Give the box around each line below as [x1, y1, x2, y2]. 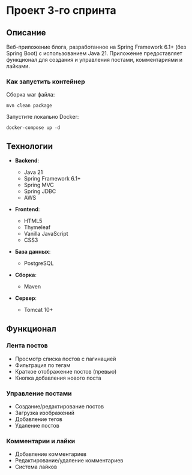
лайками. [6, 62, 30, 70]
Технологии [6, 141, 53, 151]
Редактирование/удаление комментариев [14, 457, 124, 464]
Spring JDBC [23, 188, 56, 195]
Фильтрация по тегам [14, 361, 71, 369]
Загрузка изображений [14, 409, 75, 417]
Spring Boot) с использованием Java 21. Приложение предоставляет [6, 50, 183, 57]
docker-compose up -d [6, 125, 61, 131]
